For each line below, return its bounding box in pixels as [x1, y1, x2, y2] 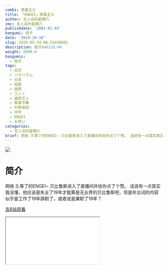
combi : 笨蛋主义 [5, 7, 36, 13]
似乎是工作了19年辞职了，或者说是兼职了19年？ [5, 196, 102, 202]
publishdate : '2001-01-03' [5, 26, 61, 31]
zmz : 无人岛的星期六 [5, 21, 43, 27]
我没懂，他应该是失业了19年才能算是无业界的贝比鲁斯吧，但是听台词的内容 [5, 189, 159, 195]
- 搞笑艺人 [9, 96, 29, 101]
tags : [5, 63, 16, 68]
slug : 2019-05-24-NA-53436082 [5, 40, 68, 45]
